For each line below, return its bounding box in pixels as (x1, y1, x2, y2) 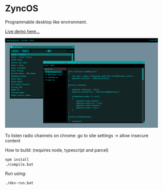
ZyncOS (5, 3, 39, 14)
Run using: (5, 171, 27, 176)
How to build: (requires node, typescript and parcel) (5, 147, 109, 153)
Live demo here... (5, 28, 40, 34)
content (5, 138, 21, 143)
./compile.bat (5, 162, 34, 167)
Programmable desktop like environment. (5, 19, 87, 25)
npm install (5, 157, 29, 162)
